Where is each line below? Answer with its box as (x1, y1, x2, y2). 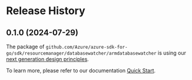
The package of (6, 43, 45, 50)
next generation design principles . (6, 56, 90, 62)
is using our (158, 49, 187, 56)
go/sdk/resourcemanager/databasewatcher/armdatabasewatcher (6, 51, 157, 56)
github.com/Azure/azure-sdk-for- (45, 44, 128, 50)
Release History (6, 4, 85, 18)
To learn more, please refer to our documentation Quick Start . (6, 67, 156, 74)
